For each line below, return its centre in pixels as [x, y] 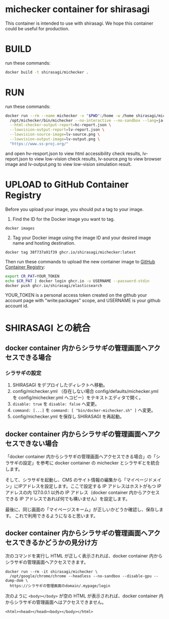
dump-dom [14, 580]
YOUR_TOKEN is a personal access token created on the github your [76, 295]
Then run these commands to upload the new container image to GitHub [80, 261]
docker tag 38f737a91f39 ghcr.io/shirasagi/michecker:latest [71, 252]
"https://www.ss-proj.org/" [39, 144]
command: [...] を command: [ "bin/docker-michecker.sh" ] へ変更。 [84, 410]
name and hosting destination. [44, 243]
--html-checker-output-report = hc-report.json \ [61, 125]
